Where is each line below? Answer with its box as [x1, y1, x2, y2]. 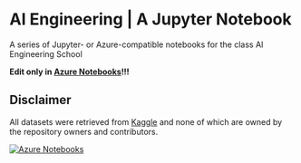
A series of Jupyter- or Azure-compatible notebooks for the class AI [9, 39, 264, 50]
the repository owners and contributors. [9, 126, 159, 137]
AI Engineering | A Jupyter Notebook [9, 9, 292, 30]
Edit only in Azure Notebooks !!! [9, 66, 130, 77]
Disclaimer [9, 92, 72, 108]
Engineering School [9, 48, 83, 59]
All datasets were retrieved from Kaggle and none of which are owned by [9, 116, 283, 127]
